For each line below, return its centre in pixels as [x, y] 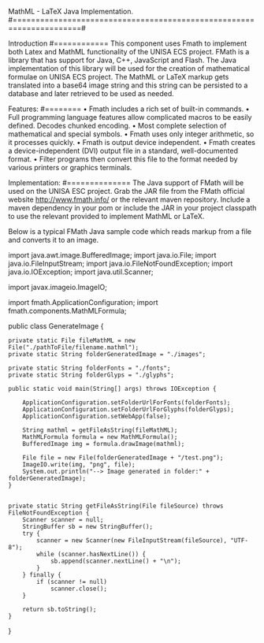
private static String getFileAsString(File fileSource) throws [116, 506]
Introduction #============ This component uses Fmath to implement [128, 43]
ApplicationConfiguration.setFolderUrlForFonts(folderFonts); [126, 403]
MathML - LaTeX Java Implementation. [71, 11]
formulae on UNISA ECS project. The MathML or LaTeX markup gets [119, 77]
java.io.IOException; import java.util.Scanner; [81, 272]
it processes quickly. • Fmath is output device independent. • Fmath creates [132, 142]
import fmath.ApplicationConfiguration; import [83, 302]
